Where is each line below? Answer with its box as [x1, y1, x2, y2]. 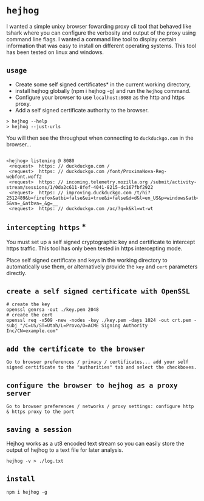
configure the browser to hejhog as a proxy [6, 381, 178, 390]
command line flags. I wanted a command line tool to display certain [6, 35, 177, 43]
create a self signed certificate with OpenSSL [6, 287, 190, 296]
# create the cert [6, 312, 53, 318]
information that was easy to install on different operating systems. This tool [6, 42, 196, 49]
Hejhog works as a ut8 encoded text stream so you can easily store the [6, 440, 185, 447]
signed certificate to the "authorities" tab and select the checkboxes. [6, 364, 197, 370]
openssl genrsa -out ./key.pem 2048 [6, 307, 99, 313]
